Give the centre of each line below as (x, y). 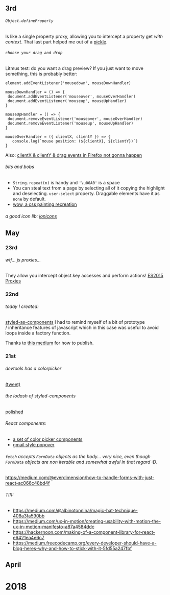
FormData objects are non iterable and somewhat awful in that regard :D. (81, 462)
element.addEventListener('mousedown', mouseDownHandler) (68, 83)
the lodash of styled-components (40, 396)
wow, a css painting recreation (45, 204)
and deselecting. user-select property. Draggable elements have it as (86, 193)
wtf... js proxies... (23, 259)
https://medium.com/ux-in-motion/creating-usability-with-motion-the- (87, 521)
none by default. (29, 199)
